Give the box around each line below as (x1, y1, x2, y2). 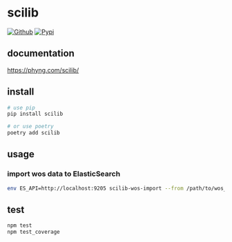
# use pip (7, 104, 36, 111)
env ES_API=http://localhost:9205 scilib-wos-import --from (7, 185, 184, 192)
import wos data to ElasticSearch (7, 169, 121, 179)
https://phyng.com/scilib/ (7, 65, 79, 74)
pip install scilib (7, 110, 64, 118)
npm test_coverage (7, 229, 60, 236)
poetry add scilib (7, 130, 60, 137)
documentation (7, 48, 75, 59)
